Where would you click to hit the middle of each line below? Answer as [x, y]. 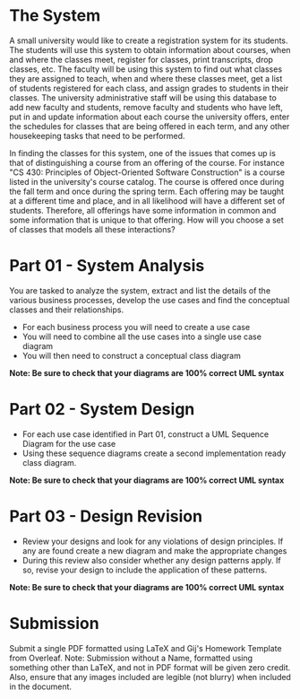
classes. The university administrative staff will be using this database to [143, 97]
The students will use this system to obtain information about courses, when [150, 49]
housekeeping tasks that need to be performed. [97, 135]
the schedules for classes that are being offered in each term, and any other [150, 126]
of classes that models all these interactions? [93, 229]
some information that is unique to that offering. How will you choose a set [146, 220]
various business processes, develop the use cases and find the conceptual [150, 300]
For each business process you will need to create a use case [136, 327]
